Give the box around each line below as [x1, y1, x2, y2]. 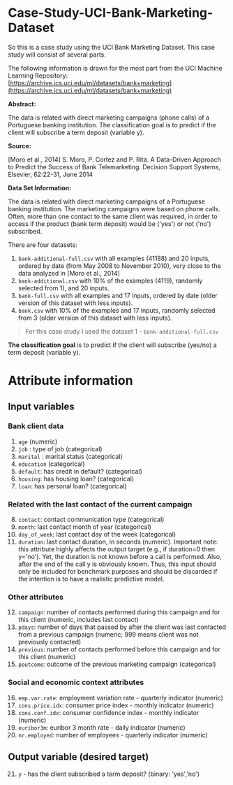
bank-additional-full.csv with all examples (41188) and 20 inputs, [17, 254, 210, 262]
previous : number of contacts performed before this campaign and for [17, 645, 220, 653]
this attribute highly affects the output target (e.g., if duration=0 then [17, 545, 216, 553]
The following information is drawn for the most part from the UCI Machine [8, 64, 223, 72]
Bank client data [8, 421, 64, 431]
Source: [8, 141, 32, 150]
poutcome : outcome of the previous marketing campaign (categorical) [17, 660, 216, 669]
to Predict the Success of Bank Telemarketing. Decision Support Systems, [8, 162, 220, 171]
